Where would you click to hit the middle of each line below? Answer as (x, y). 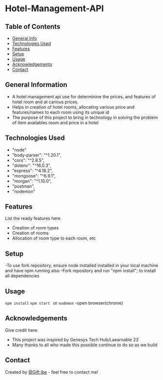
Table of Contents (33, 27)
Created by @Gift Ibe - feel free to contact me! (52, 372)
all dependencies (22, 276)
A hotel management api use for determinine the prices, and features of (84, 96)
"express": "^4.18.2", (32, 170)
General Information (36, 85)
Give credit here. (22, 330)
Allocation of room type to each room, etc (54, 238)
